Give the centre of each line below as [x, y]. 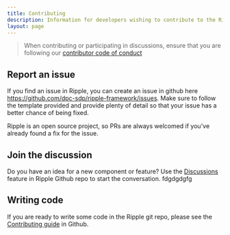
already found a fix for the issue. [53, 134]
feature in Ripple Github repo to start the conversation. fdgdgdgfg [100, 178]
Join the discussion [50, 155]
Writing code [35, 200]
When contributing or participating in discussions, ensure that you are [122, 46]
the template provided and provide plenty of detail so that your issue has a [112, 106]
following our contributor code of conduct [83, 53]
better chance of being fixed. [48, 113]
